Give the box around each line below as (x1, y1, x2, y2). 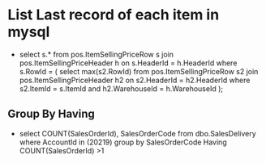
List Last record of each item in (7, 6, 220, 24)
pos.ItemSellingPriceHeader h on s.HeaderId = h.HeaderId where (19, 58, 238, 68)
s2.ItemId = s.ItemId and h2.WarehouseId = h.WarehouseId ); (19, 83, 224, 94)
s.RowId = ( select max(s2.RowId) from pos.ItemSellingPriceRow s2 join (19, 66, 259, 76)
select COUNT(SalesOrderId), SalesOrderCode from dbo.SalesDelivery (19, 128, 256, 138)
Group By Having (7, 107, 95, 121)
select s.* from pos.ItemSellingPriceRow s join (19, 49, 174, 59)
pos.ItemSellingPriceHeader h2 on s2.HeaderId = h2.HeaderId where (19, 75, 251, 85)
